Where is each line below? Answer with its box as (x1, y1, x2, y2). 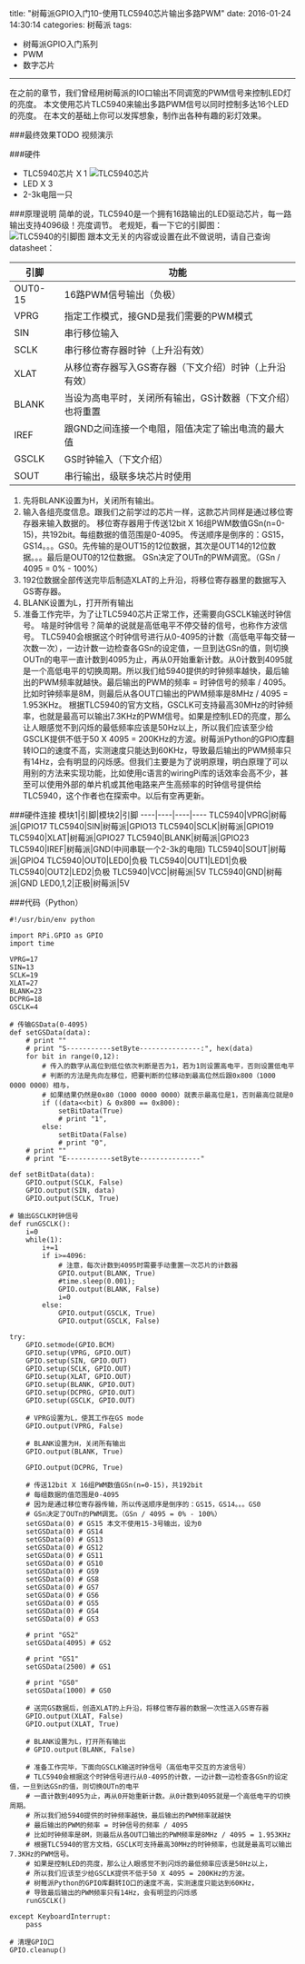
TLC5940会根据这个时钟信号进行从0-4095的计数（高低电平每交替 (40, 631, 288, 642)
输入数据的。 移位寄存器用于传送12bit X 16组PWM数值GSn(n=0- (46, 518, 286, 529)
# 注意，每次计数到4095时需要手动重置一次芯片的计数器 (57, 1261, 239, 1270)
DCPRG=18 (9, 995, 43, 1004)
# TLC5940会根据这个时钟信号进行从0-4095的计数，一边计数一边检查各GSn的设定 (25, 1772, 289, 1781)
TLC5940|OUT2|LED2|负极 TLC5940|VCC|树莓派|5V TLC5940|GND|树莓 (9, 867, 283, 877)
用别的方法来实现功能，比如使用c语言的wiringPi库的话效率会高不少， (22, 768, 280, 779)
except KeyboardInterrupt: (9, 1912, 112, 1921)
